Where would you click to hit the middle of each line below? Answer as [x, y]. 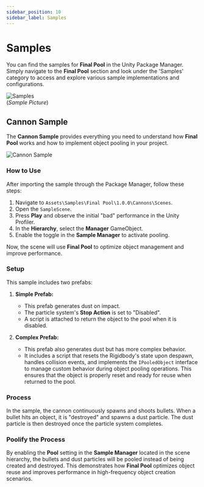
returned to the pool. [50, 381]
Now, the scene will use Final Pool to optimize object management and [95, 247]
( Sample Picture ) [27, 103]
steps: [14, 191]
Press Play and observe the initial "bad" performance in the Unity [97, 215]
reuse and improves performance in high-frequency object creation [91, 472]
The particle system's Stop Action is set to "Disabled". [93, 312]
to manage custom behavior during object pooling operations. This [108, 368]
